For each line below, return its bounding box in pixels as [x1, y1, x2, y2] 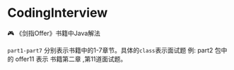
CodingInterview [7, 5, 108, 21]
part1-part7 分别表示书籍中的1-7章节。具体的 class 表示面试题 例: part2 [7, 45, 213, 54]
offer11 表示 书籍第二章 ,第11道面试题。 [15, 55, 127, 63]
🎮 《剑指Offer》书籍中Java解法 [7, 29, 101, 37]
